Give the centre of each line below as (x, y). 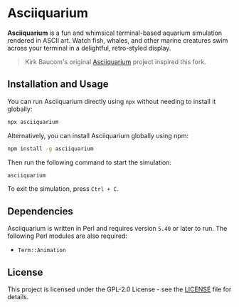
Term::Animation (42, 251)
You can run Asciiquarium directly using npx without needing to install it (112, 101)
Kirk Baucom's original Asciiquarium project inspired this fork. (115, 61)
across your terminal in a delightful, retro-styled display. (89, 48)
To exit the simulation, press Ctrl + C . (63, 189)
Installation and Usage (58, 84)
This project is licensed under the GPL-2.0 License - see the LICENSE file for (119, 289)
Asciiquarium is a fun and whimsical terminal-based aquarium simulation (115, 33)
